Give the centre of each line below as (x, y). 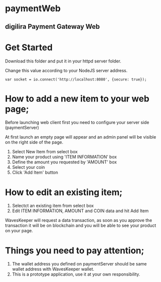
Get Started (29, 47)
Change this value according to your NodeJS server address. (66, 70)
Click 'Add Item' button (35, 172)
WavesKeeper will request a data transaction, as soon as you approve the (79, 221)
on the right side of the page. (34, 142)
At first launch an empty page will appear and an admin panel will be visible (81, 137)
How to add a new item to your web (77, 99)
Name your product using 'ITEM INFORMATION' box (64, 157)
